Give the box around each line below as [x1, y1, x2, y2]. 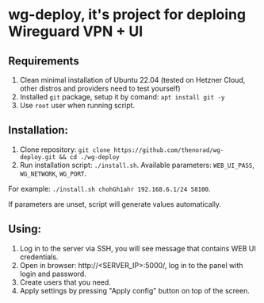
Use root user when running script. [19, 101, 136, 110]
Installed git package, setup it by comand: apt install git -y [19, 92, 225, 101]
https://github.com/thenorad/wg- [113, 146, 224, 154]
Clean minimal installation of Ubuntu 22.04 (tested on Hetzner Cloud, [19, 76, 246, 84]
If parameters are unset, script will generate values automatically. [8, 199, 222, 208]
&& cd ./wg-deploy [59, 153, 121, 161]
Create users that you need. [19, 277, 111, 287]
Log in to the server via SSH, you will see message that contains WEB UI [19, 243, 256, 253]
